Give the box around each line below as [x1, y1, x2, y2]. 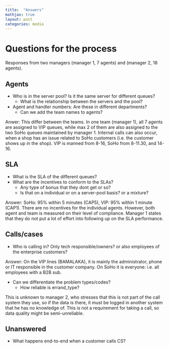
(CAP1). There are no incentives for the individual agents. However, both [5, 204, 155, 211]
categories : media [5, 21, 44, 27]
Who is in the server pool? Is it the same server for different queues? [12, 93, 155, 99]
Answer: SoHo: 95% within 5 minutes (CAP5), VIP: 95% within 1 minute [5, 199, 153, 205]
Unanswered [5, 325, 46, 333]
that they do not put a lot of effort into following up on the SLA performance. [5, 215, 164, 222]
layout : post [5, 17, 33, 22]
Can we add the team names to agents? [20, 109, 103, 115]
